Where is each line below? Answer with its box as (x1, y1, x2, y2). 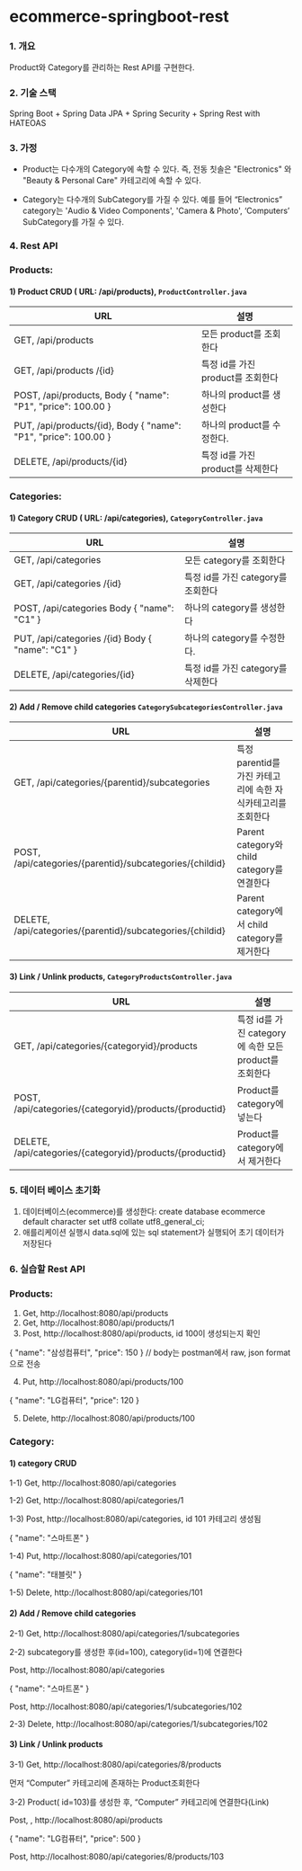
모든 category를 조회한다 (183, 555, 286, 567)
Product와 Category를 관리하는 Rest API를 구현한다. (9, 62, 195, 73)
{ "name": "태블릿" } (9, 1569, 83, 1580)
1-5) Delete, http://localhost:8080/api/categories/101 (9, 1587, 203, 1598)
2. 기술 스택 (9, 87, 57, 100)
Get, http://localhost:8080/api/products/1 (22, 1317, 175, 1328)
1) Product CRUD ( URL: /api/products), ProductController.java (9, 286, 247, 297)
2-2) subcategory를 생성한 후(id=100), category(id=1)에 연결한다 (9, 1646, 243, 1657)
